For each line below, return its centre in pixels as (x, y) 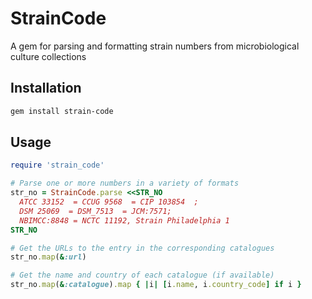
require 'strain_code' (57, 165)
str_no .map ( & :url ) (48, 257)
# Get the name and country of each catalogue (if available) (142, 275)
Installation (46, 88)
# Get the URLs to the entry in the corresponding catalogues (142, 248)
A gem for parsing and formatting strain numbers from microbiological (155, 46)
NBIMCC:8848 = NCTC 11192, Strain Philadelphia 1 (124, 220)
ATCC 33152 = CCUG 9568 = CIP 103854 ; (109, 202)
